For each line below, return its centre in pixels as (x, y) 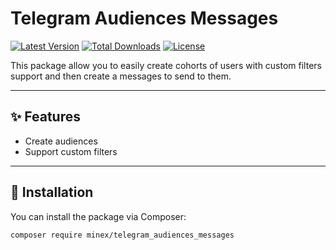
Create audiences (61, 141)
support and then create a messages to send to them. (121, 76)
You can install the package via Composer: (98, 216)
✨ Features (45, 117)
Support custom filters (71, 151)
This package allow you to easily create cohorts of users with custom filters (166, 65)
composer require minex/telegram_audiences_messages (122, 235)
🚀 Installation (52, 192)
